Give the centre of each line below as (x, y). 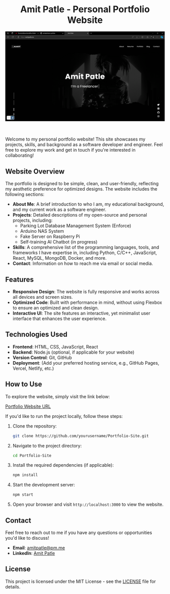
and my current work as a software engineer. (59, 209)
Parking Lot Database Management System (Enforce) (76, 226)
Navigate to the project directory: (47, 445)
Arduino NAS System (42, 231)
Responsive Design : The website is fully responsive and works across (86, 292)
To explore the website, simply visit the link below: (58, 396)
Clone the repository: (35, 426)
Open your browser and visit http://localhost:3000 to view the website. (88, 504)
